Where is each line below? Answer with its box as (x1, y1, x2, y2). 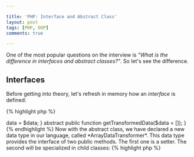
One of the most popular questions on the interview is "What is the (6, 51, 168, 59)
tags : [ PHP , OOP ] (6, 25, 49, 31)
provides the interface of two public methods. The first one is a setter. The (6, 138, 187, 145)
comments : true (6, 30, 44, 36)
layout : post (6, 19, 38, 25)
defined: (6, 96, 27, 103)
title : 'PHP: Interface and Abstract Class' (6, 14, 117, 19)
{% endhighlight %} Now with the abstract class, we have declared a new (6, 126, 185, 133)
